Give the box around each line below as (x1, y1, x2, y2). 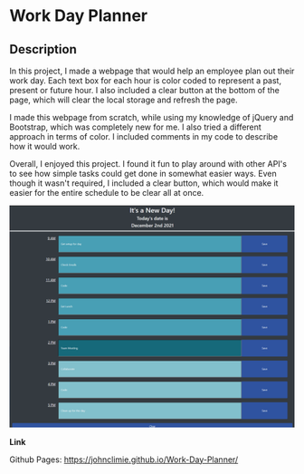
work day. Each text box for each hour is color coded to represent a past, (9, 75, 282, 86)
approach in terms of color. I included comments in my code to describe (9, 131, 279, 141)
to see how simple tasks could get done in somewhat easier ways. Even (9, 169, 278, 179)
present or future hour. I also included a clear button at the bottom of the (9, 85, 280, 95)
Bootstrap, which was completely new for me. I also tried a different (9, 121, 262, 132)
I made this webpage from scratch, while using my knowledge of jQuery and (9, 112, 294, 122)
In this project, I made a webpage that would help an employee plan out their (9, 65, 295, 76)
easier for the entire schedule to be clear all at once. (9, 188, 204, 198)
